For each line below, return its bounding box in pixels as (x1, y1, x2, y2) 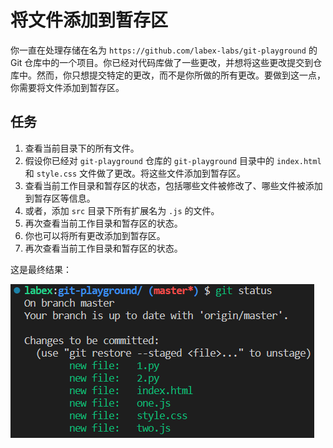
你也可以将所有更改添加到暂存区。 (24, 229, 166, 241)
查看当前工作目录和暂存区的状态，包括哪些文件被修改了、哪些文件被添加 (24, 179, 323, 191)
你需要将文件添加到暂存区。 (10, 81, 125, 93)
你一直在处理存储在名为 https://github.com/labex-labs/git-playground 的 (10, 44, 318, 56)
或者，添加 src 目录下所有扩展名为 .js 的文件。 (24, 204, 220, 216)
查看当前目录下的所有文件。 (24, 142, 140, 154)
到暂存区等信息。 (24, 192, 96, 204)
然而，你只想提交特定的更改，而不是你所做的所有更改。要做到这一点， (36, 69, 326, 81)
